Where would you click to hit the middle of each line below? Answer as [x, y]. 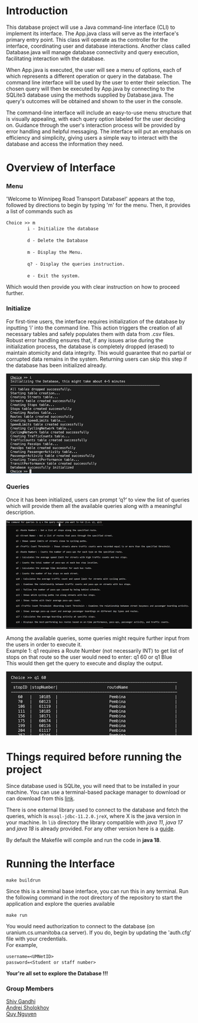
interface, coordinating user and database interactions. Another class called [98, 46]
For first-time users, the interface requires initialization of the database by [96, 321]
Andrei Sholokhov [28, 1008]
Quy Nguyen [22, 1014]
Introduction [37, 11]
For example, [22, 945]
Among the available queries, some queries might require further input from [98, 638]
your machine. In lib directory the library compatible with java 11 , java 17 [94, 823]
